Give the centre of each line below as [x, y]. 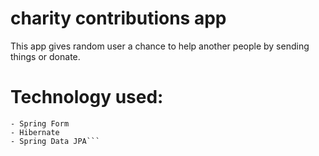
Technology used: [87, 97]
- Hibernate [35, 132]
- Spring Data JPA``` [55, 141]
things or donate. [45, 56]
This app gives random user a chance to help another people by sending [160, 46]
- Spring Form [40, 123]
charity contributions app [118, 18]
